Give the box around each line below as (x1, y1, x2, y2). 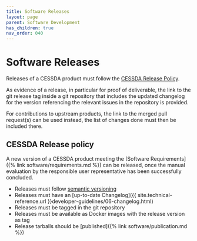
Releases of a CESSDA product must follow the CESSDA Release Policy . (6, 75, 180, 82)
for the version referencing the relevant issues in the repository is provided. (6, 99, 189, 106)
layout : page (6, 14, 38, 20)
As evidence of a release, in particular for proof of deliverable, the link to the (6, 86, 191, 94)
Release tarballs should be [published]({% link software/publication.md (14, 222, 188, 229)
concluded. (6, 174, 34, 181)
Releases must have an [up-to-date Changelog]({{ (14, 191, 136, 198)
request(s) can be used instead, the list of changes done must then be (6, 117, 176, 124)
